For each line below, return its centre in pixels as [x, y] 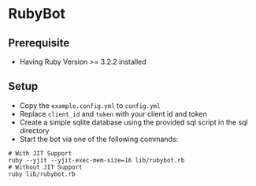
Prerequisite [39, 43]
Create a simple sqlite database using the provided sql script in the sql [134, 122]
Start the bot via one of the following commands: [99, 139]
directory [34, 130]
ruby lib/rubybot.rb [42, 174]
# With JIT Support [40, 153]
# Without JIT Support [45, 167]
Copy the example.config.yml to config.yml [90, 105]
